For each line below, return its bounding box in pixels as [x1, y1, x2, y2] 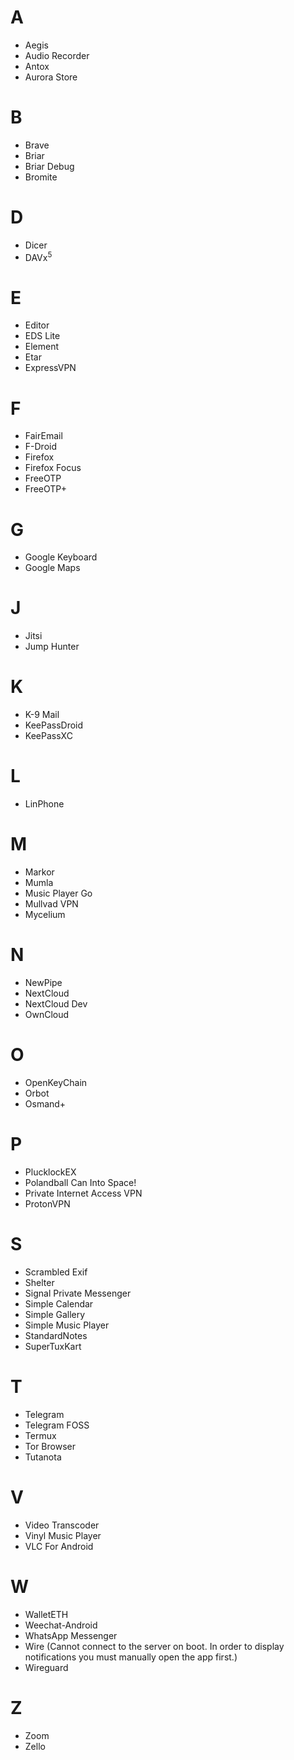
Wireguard [24, 1661, 69, 1673]
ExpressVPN [24, 362, 77, 374]
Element [24, 341, 60, 353]
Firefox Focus [24, 462, 82, 474]
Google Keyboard [24, 551, 98, 563]
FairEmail [24, 430, 63, 442]
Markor [24, 866, 55, 878]
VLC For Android [24, 1540, 94, 1552]
